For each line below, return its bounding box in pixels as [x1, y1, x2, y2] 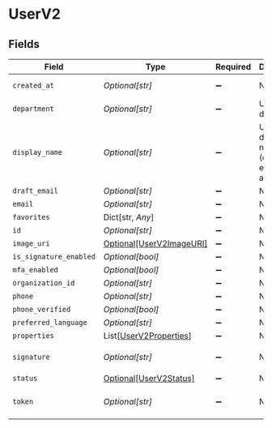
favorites [12, 212, 50, 221]
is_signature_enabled [12, 252, 96, 261]
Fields [8, 37, 40, 51]
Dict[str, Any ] [103, 212, 155, 223]
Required [215, 62, 252, 72]
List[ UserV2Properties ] [103, 330, 192, 341]
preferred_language [12, 318, 87, 327]
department [12, 105, 54, 113]
